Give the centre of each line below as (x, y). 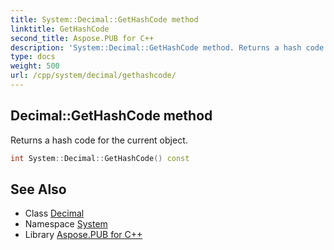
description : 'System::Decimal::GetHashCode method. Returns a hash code (167, 47)
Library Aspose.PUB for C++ (83, 235)
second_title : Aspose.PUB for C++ (82, 38)
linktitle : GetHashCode (60, 29)
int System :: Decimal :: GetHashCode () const (100, 158)
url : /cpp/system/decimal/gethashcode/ (93, 76)
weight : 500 (35, 66)
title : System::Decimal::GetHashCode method (104, 19)
